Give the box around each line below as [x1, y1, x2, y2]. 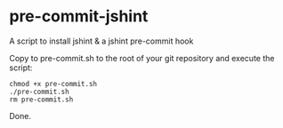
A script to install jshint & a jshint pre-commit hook [9, 36, 194, 46]
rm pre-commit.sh [9, 95, 74, 104]
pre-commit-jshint [9, 6, 149, 27]
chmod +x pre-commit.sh [9, 79, 98, 88]
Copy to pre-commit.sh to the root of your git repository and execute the [9, 52, 275, 63]
